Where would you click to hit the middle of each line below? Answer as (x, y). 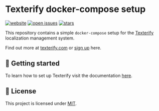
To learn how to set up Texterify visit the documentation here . (69, 75)
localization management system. (40, 38)
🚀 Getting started (33, 63)
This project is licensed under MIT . (41, 103)
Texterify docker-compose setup (75, 9)
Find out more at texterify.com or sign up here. (53, 47)
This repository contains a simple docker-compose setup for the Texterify (79, 32)
